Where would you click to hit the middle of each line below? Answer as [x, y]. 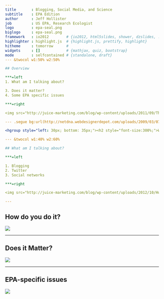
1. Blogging [17, 166]
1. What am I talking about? [35, 82]
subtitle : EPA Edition [32, 14]
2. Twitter [16, 170]
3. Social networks [25, 175]
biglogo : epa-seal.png [34, 32]
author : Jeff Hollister [36, 19]
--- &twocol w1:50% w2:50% [32, 60]
